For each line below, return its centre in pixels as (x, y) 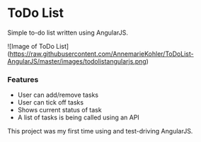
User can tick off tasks (50, 102)
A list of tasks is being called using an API (78, 117)
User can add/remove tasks (58, 95)
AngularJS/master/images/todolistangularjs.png (77, 61)
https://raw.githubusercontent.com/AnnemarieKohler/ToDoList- (102, 54)
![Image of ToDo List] (38, 46)
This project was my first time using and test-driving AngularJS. (100, 131)
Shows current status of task (59, 110)
